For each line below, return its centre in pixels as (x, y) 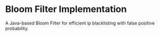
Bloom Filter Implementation (66, 9)
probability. (17, 28)
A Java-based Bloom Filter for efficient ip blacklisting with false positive (80, 23)
